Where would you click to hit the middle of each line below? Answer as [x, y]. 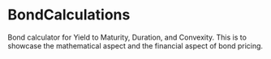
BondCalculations [69, 15]
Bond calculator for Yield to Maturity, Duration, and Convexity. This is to [127, 37]
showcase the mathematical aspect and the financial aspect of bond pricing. [135, 45]
